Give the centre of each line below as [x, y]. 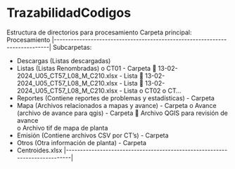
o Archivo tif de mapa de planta [62, 128]
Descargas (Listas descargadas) [64, 60]
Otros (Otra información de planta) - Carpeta [82, 142]
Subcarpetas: [72, 47]
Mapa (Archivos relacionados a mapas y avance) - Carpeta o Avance [116, 105]
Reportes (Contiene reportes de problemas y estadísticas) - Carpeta [116, 98]
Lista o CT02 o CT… [152, 90]
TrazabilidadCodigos [69, 13]
